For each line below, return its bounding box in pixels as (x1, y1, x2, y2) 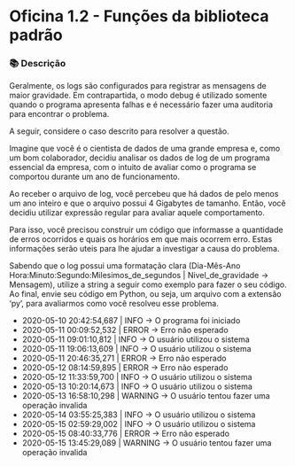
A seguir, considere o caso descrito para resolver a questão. (9, 126, 230, 136)
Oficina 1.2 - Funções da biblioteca (9, 6, 269, 27)
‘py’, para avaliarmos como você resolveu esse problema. (9, 299, 219, 309)
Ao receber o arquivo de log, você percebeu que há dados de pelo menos (9, 189, 279, 199)
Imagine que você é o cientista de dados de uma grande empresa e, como (9, 144, 281, 154)
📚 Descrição (9, 58, 66, 70)
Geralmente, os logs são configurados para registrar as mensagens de (9, 81, 268, 91)
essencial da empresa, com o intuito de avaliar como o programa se (9, 162, 257, 173)
